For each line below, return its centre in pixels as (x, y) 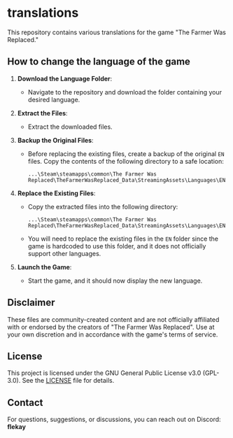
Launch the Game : (44, 267)
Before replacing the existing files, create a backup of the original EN (126, 154)
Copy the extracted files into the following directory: (103, 206)
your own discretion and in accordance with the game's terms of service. (113, 334)
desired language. (54, 99)
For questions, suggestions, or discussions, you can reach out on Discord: (114, 419)
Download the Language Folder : (65, 78)
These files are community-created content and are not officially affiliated (113, 319)
